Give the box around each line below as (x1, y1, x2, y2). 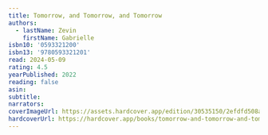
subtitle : (8, 93, 41, 101)
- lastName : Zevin (15, 26, 77, 34)
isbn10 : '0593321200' (8, 41, 81, 49)
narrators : (8, 100, 45, 108)
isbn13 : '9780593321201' (8, 48, 91, 56)
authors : (8, 19, 37, 27)
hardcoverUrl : (8, 115, 56, 123)
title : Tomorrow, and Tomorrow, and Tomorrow (8, 11, 162, 20)
